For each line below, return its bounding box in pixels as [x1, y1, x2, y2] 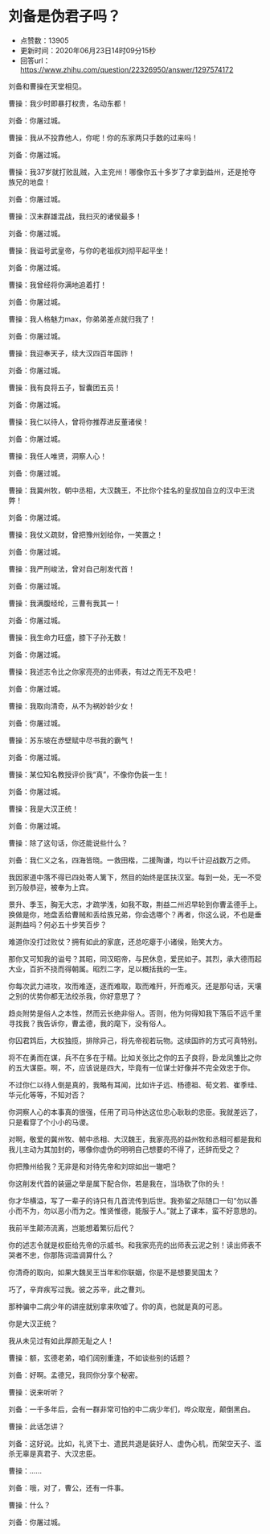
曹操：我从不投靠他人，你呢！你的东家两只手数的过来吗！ [8, 132, 198, 142]
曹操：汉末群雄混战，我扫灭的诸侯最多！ [8, 211, 142, 221]
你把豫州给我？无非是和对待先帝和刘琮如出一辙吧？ [8, 1162, 178, 1171]
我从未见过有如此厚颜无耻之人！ [8, 1336, 114, 1345]
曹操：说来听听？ [8, 1387, 65, 1397]
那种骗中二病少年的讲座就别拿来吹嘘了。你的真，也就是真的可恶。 [8, 1301, 227, 1311]
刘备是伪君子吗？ [8, 7, 122, 26]
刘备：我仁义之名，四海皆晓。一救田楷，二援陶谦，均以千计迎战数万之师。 [8, 855, 255, 865]
